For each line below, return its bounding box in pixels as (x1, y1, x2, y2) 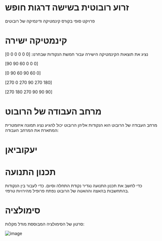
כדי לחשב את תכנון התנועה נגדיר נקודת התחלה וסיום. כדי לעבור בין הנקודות (5, 183, 142, 188)
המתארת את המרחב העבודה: (5, 127, 59, 133)
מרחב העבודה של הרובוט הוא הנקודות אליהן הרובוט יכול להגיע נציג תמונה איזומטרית (5, 122, 158, 128)
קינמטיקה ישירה (5, 35, 67, 46)
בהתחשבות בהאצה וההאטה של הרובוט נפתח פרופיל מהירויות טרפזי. (5, 187, 130, 194)
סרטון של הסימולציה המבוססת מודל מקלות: (5, 221, 85, 227)
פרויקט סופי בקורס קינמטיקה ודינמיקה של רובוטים (5, 18, 96, 24)
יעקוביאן (5, 145, 38, 155)
